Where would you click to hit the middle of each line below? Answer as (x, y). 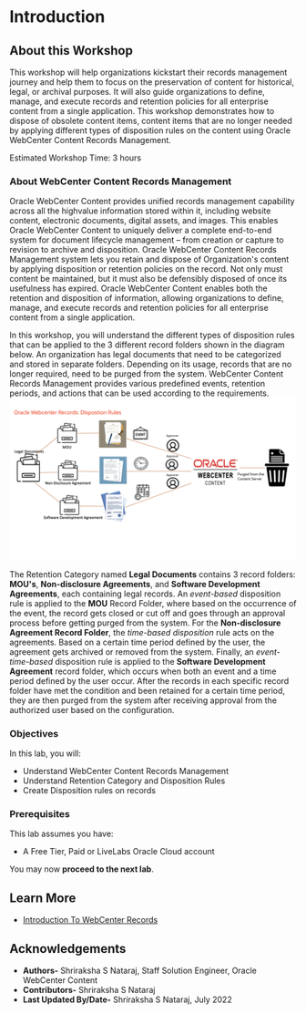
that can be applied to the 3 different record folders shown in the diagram (147, 345)
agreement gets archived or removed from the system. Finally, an (132, 652)
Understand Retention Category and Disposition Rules (124, 781)
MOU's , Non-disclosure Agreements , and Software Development (135, 584)
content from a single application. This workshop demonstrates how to (142, 111)
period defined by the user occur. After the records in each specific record (149, 680)
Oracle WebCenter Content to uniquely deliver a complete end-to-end (141, 231)
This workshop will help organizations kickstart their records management (148, 72)
